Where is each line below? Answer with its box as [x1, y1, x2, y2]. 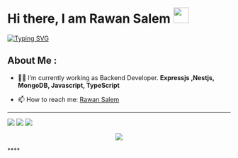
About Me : [7, 55, 57, 67]
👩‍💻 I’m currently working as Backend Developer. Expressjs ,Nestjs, [17, 73, 215, 81]
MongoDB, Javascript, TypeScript [17, 81, 120, 89]
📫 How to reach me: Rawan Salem [17, 95, 120, 103]
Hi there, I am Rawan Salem [7, 11, 171, 27]
